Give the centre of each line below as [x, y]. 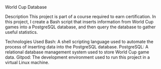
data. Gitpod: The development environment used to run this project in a [78, 57]
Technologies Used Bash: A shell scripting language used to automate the [79, 42]
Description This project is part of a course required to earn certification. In [80, 16]
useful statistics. [21, 32]
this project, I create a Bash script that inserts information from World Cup [79, 22]
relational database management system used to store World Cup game [77, 52]
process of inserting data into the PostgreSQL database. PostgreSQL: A [77, 47]
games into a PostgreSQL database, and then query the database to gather [80, 27]
